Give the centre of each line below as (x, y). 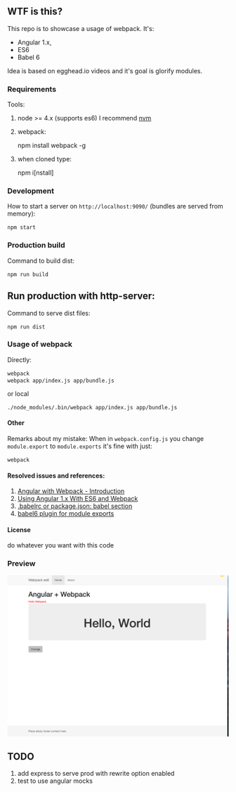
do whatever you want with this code (61, 545)
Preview (21, 564)
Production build (36, 245)
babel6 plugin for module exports (66, 514)
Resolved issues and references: (56, 476)
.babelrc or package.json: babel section (75, 506)
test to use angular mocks (55, 781)
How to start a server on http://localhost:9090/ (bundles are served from (115, 206)
